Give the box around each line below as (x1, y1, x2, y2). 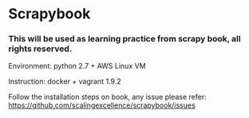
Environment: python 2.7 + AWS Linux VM (8, 61, 146, 71)
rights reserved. (8, 43, 73, 54)
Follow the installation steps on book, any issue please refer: (8, 92, 207, 102)
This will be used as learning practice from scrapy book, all (8, 33, 241, 45)
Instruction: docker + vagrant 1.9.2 (8, 77, 121, 86)
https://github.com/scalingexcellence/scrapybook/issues (8, 100, 196, 110)
